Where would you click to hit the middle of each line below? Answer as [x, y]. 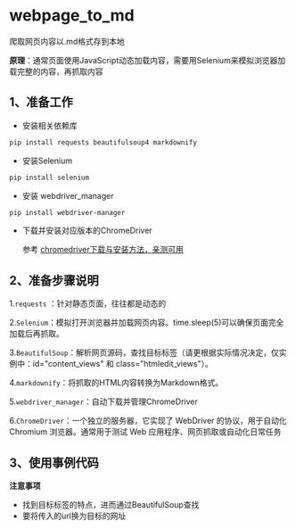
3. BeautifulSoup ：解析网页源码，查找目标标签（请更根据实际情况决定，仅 [144, 352]
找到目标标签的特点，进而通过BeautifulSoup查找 [111, 504]
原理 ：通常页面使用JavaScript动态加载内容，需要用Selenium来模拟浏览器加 [148, 60]
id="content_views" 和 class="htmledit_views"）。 [123, 364]
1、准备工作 [41, 102]
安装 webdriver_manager [68, 195]
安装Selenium [47, 161]
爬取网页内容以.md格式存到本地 [67, 41]
